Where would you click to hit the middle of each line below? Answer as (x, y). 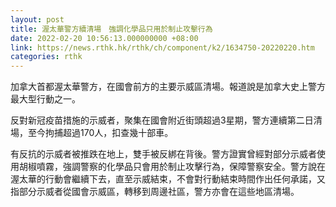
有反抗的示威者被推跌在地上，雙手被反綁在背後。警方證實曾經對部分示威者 (163, 154)
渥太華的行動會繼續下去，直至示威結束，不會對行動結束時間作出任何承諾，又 (168, 179)
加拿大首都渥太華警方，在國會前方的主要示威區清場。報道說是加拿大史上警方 (168, 87)
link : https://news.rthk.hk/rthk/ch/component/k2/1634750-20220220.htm (162, 47)
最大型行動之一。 (45, 99)
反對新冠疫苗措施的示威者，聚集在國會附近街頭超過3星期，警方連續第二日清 (166, 120)
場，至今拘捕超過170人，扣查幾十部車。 (92, 133)
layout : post (37, 19)
